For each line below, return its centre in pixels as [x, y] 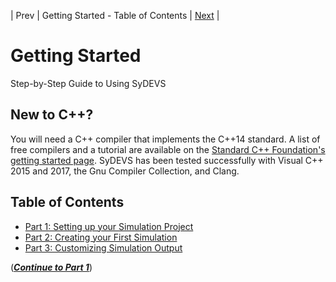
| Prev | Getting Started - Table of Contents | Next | [115, 15]
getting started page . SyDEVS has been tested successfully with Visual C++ [167, 160]
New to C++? [52, 115]
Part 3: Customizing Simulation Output [103, 247]
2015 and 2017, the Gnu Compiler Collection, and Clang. [125, 171]
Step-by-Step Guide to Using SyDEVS [88, 83]
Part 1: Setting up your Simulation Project [109, 226]
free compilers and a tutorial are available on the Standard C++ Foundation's [168, 149]
